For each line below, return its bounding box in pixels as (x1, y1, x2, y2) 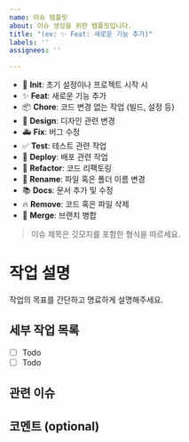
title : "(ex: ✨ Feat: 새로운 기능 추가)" (9, 29, 154, 38)
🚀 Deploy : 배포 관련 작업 (21, 152, 108, 163)
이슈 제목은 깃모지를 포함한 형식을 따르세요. (30, 229, 181, 240)
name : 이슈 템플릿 (9, 12, 68, 22)
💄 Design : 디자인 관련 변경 (21, 116, 115, 126)
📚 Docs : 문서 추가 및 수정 (21, 185, 114, 196)
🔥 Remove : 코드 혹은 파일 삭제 (21, 199, 130, 210)
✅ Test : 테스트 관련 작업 (21, 141, 107, 151)
